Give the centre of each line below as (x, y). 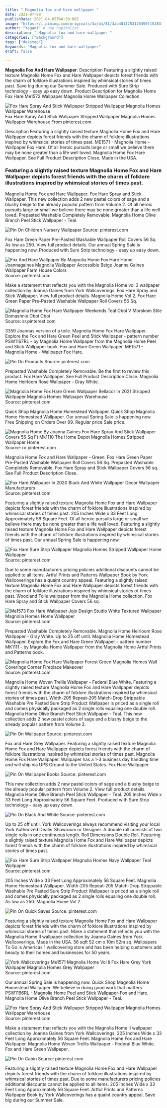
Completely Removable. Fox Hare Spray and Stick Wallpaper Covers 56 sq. (82, 468)
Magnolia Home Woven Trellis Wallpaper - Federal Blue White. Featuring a (81, 682)
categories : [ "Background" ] (34, 38)
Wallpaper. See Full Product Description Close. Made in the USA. (71, 158)
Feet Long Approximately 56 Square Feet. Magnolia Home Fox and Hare (79, 1038)
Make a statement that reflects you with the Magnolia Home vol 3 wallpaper (83, 285)
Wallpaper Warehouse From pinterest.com (48, 122)
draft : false (19, 51)
